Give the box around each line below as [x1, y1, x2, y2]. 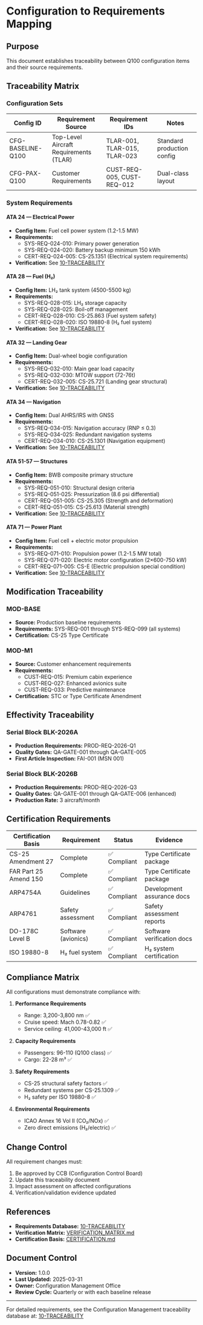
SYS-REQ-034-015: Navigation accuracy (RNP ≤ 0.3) [24, 425, 156, 432]
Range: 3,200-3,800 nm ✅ [24, 1012, 90, 1019]
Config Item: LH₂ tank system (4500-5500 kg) [14, 286, 132, 294]
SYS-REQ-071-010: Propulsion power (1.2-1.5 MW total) [24, 549, 162, 557]
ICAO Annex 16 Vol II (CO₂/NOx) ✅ [24, 1117, 109, 1125]
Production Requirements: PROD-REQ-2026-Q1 [14, 742, 136, 749]
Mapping [6, 17, 53, 31]
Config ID [14, 119, 42, 127]
